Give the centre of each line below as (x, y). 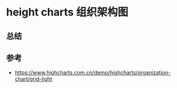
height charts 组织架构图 (67, 12)
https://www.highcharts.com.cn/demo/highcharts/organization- (93, 73)
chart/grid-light (33, 79)
